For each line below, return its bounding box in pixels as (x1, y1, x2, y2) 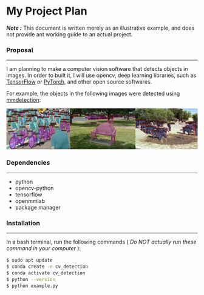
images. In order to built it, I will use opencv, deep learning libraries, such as (6, 71, 197, 79)
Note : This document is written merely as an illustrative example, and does (6, 24, 195, 31)
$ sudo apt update (6, 257, 53, 264)
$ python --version (6, 276, 56, 282)
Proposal (6, 45, 33, 54)
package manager (15, 204, 61, 211)
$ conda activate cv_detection (6, 270, 86, 276)
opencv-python (15, 184, 54, 191)
